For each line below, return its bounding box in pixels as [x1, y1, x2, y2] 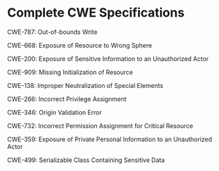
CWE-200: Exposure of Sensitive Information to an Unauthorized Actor [7, 54, 209, 63]
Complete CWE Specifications [7, 5, 185, 21]
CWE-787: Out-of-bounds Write [7, 28, 98, 36]
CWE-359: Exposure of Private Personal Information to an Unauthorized [7, 135, 213, 143]
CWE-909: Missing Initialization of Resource [7, 68, 133, 76]
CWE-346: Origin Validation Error [7, 108, 102, 116]
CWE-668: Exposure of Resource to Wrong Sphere [7, 41, 152, 49]
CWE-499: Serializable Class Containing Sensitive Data [7, 156, 165, 164]
